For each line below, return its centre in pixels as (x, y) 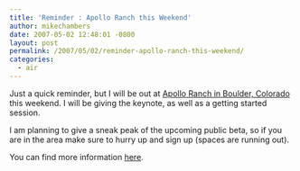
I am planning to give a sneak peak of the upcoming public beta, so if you (146, 130)
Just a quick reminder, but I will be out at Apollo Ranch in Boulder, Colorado (150, 93)
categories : (32, 59)
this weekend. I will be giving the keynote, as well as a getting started (138, 103)
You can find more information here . (77, 157)
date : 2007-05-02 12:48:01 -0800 (72, 34)
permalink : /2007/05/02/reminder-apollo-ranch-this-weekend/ (127, 51)
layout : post (34, 43)
